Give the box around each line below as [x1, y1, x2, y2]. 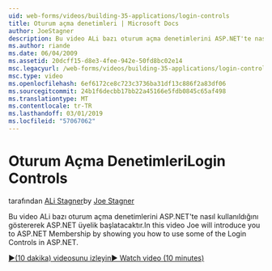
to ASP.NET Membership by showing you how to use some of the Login [8, 228, 247, 239]
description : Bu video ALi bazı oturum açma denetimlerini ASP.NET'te [8, 34, 252, 43]
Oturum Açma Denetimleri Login [8, 152, 226, 171]
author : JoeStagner [8, 27, 74, 35]
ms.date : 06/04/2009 [8, 49, 79, 57]
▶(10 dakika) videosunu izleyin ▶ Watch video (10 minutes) [8, 252, 205, 263]
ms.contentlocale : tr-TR [8, 102, 92, 110]
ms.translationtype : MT [8, 95, 89, 103]
